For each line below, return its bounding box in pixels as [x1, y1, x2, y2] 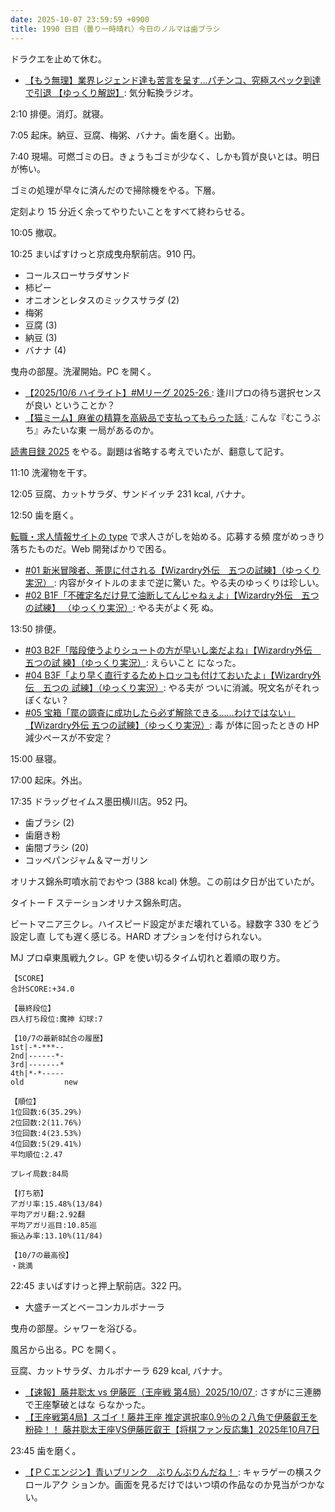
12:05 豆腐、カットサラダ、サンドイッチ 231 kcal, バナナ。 [10, 487, 251, 500]
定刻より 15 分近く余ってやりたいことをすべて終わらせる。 [10, 205, 251, 217]
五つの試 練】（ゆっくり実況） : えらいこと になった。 [24, 656, 242, 668]
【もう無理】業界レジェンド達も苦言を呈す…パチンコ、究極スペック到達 [24, 74, 322, 86]
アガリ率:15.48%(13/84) [10, 1199, 103, 1209]
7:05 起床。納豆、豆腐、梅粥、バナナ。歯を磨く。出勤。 [10, 129, 241, 141]
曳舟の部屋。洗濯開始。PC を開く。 [10, 365, 157, 377]
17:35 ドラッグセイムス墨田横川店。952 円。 [10, 795, 193, 807]
